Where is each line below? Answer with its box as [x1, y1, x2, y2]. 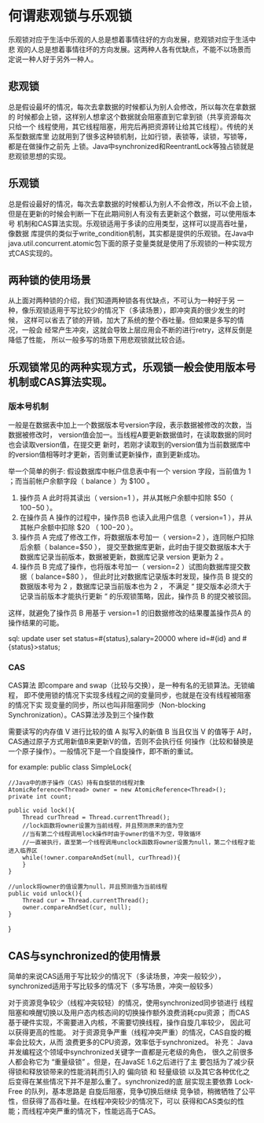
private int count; [8, 793, 72, 801]
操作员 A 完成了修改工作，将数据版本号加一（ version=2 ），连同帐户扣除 [19, 532, 255, 542]
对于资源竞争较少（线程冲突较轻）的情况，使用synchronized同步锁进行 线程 [8, 998, 254, 1008]
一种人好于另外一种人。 [21, 54, 98, 64]
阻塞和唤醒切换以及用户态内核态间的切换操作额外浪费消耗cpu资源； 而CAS [8, 1008, 250, 1017]
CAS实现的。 [14, 248, 57, 258]
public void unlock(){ [8, 890, 82, 898]
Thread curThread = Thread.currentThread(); [22, 814, 170, 821]
